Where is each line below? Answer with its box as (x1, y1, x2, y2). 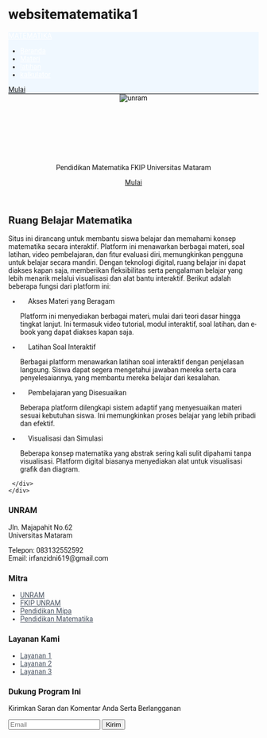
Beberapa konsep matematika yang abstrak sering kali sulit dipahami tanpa (19, 449, 252, 458)
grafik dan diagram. (19, 465, 80, 474)
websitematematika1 (8, 6, 140, 23)
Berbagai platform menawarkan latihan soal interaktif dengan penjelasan (19, 358, 245, 367)
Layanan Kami (8, 634, 60, 644)
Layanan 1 (19, 651, 52, 661)
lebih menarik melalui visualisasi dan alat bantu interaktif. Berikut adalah (8, 274, 231, 283)
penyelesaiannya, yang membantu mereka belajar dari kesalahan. (19, 374, 221, 383)
